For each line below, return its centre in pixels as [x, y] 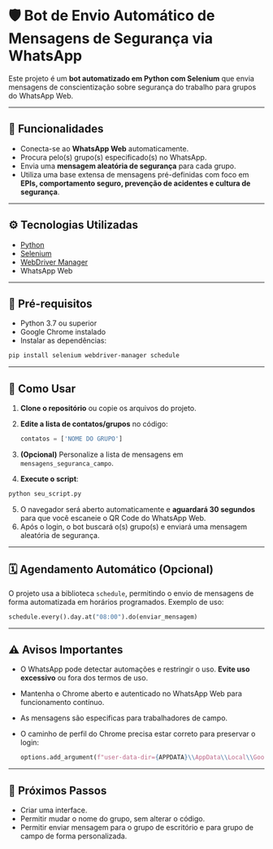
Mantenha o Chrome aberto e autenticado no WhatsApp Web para [131, 694]
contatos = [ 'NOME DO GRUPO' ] [71, 439]
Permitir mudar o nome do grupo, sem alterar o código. [113, 818]
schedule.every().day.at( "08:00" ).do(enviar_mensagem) [103, 617]
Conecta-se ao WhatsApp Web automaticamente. [104, 148]
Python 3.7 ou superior [58, 323]
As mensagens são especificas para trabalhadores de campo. [124, 718]
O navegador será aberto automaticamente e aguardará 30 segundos [138, 509]
